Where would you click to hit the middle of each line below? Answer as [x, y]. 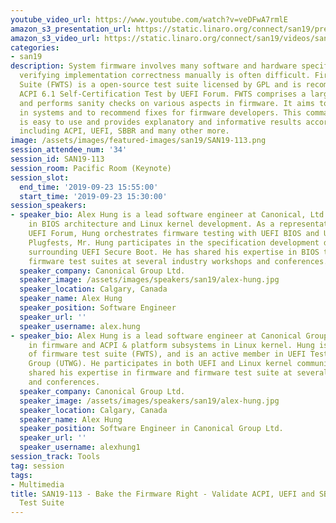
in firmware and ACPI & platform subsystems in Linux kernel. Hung [171, 345]
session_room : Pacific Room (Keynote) [91, 168]
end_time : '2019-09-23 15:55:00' [89, 187]
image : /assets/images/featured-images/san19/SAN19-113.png [138, 141]
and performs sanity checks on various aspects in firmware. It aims [167, 103]
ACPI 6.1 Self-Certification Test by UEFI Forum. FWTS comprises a [163, 94]
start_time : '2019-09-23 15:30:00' [93, 196]
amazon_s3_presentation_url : [71, 29]
